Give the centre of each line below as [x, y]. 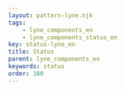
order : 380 [26, 74]
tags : [17, 23]
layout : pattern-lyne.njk [50, 15]
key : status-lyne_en [42, 45]
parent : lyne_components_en [54, 59]
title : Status [31, 52]
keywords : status [37, 67]
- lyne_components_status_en [70, 37]
